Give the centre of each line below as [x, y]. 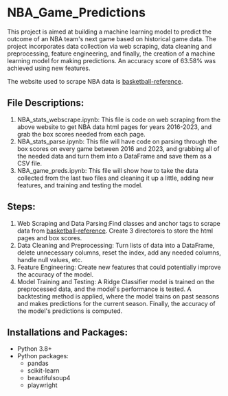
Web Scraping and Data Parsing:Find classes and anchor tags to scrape [119, 223]
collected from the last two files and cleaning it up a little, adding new [115, 178]
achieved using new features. [49, 68]
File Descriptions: [46, 103]
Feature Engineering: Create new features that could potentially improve [119, 267]
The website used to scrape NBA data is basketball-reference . [95, 81]
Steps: [21, 207]
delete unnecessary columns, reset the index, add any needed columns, [119, 253]
